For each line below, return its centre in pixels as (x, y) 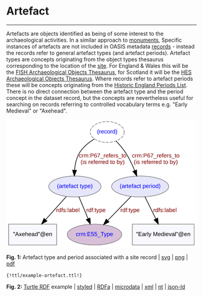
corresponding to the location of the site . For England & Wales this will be (97, 65)
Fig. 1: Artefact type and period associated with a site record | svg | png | (97, 257)
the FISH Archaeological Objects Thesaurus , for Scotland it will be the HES (99, 72)
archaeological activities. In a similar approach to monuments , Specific (94, 40)
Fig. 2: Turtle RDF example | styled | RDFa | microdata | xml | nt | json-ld (96, 286)
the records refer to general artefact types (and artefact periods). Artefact (98, 53)
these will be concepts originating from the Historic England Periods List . (97, 85)
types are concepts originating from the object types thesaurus (85, 59)
